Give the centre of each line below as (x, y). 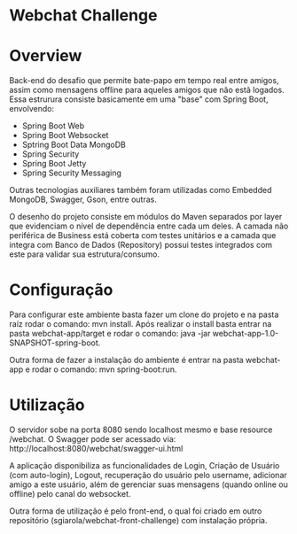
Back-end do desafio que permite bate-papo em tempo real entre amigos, (144, 81)
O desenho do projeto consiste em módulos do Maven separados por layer (146, 217)
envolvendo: (32, 109)
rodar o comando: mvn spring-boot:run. (105, 369)
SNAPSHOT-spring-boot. (55, 343)
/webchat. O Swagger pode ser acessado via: (93, 439)
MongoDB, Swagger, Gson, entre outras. (83, 199)
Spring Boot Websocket (65, 135)
